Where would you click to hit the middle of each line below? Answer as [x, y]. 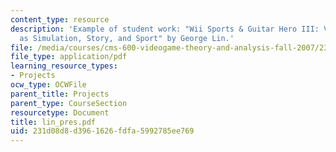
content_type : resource [60, 19]
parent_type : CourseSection [69, 103]
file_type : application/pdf [69, 57]
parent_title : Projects [60, 94]
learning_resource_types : [64, 66]
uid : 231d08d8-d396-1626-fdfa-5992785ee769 [102, 131]
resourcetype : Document [60, 112]
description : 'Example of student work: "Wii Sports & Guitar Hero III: [165, 29]
